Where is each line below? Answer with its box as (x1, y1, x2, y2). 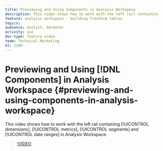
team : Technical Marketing (5, 39, 60, 44)
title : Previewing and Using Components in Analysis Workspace (5, 7, 136, 12)
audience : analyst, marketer (5, 25, 64, 30)
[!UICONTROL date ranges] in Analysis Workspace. (5, 131, 108, 137)
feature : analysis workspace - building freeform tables (5, 16, 123, 21)
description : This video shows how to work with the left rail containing (5, 12, 160, 16)
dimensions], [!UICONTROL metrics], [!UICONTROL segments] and (5, 126, 139, 132)
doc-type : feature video (5, 34, 55, 39)
